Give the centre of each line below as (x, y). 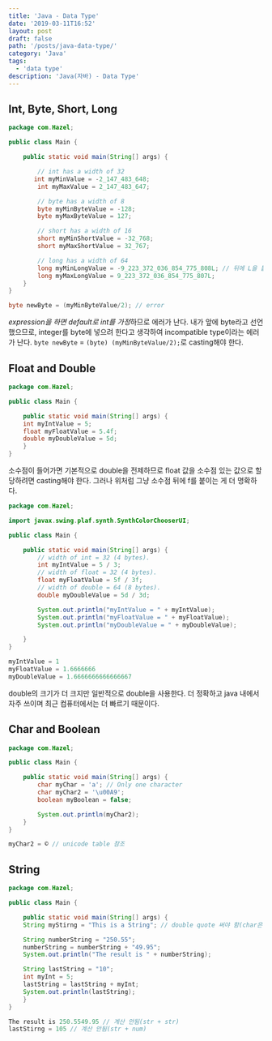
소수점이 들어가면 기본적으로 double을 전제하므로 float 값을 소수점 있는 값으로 (131, 470)
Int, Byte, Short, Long (63, 109)
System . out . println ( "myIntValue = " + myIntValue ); (127, 610)
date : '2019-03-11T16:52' (52, 24)
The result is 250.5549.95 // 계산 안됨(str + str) (94, 1022)
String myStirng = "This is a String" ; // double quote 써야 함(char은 (143, 925)
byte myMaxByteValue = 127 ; (85, 216)
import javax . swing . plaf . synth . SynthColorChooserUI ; (99, 520)
